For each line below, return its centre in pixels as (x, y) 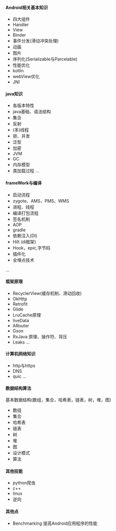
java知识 (14, 94)
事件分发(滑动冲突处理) (36, 41)
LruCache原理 (27, 315)
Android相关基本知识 (27, 7)
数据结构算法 (18, 388)
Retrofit (20, 304)
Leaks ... (21, 342)
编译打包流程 (25, 213)
